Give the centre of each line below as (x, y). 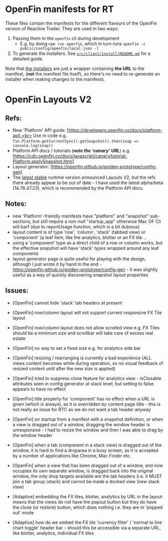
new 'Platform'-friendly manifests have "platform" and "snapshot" (80, 216)
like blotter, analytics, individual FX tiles (53, 533)
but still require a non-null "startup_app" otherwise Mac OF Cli (97, 221)
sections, (22, 221)
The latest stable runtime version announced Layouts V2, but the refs (84, 177)
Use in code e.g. (50, 135)
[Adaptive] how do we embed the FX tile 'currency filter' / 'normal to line (87, 522)
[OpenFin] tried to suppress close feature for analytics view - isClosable (87, 378)
